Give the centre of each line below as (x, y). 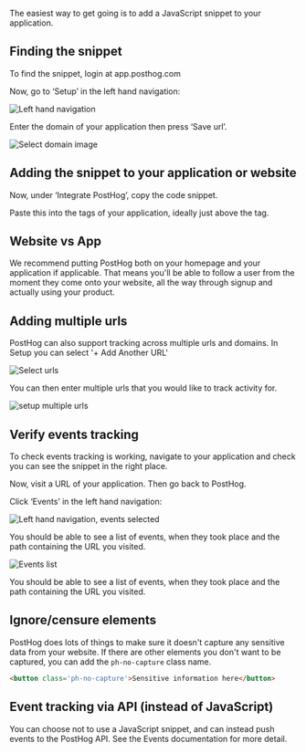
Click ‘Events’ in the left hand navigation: (86, 502)
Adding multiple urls (69, 321)
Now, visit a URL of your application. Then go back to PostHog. (128, 484)
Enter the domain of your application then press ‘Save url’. (118, 126)
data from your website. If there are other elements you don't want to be (145, 652)
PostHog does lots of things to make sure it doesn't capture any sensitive (147, 642)
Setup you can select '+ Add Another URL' (89, 353)
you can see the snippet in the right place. (89, 466)
